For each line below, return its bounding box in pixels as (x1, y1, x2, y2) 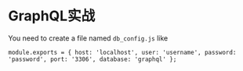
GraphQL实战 (8, 7, 96, 25)
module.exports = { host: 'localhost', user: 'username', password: (8, 48, 237, 56)
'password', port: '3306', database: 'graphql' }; (8, 55, 177, 63)
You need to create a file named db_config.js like (8, 33, 169, 43)
